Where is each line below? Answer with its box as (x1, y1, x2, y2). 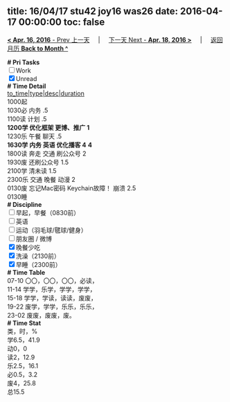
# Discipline (7, 200, 42, 208)
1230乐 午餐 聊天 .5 (7, 131, 62, 140)
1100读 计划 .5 (7, 114, 47, 123)
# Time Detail (7, 82, 46, 90)
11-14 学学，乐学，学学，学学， (7, 285, 96, 293)
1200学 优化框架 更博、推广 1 (7, 123, 90, 131)
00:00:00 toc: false (18, 17, 105, 28)
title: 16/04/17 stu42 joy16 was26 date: (7, 6, 179, 17)
